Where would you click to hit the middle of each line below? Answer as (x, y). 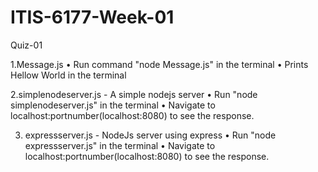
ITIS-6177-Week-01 (92, 17)
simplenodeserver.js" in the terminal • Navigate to (113, 105)
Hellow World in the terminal (68, 75)
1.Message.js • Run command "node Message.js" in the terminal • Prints (159, 64)
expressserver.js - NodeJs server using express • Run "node (150, 135)
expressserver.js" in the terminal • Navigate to (120, 145)
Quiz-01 (26, 45)
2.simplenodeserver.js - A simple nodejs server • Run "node (134, 94)
